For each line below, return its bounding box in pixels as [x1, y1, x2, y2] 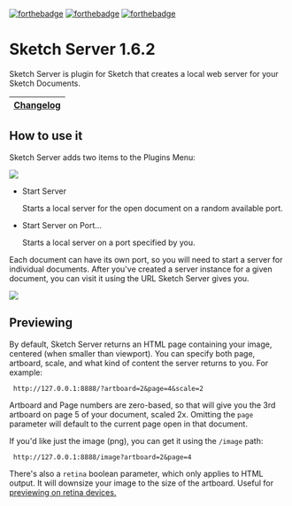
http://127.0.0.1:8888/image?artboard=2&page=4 [12, 452, 192, 462]
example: [9, 367, 42, 378]
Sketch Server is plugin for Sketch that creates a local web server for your [9, 68, 279, 79]
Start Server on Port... [21, 219, 102, 230]
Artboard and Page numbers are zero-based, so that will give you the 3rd [9, 399, 276, 410]
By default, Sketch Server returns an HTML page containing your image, [9, 339, 273, 349]
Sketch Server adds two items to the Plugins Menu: [9, 151, 196, 163]
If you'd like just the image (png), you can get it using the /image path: [9, 435, 264, 446]
